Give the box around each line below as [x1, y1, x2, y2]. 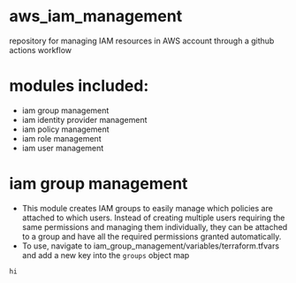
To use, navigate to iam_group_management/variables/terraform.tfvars [21, 241, 280, 251]
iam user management [21, 142, 104, 153]
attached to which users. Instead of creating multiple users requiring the [21, 212, 285, 223]
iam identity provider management [21, 114, 148, 125]
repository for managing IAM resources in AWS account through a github [9, 35, 275, 46]
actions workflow [9, 44, 72, 55]
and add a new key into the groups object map [21, 249, 190, 260]
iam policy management [21, 124, 110, 134]
